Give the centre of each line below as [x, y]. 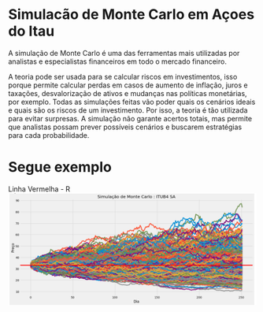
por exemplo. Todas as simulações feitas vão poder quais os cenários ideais [132, 102]
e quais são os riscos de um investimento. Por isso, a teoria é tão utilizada [128, 110]
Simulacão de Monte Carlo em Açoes [131, 15]
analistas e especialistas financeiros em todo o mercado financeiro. [117, 61]
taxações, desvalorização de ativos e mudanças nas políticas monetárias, [128, 93]
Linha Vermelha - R [39, 189]
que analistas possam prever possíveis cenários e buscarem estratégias [125, 127]
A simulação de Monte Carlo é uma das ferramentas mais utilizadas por [124, 53]
